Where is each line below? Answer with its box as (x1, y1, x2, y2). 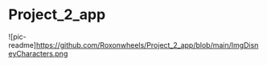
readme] (8, 40, 37, 49)
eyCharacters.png (8, 49, 68, 58)
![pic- (8, 32, 27, 41)
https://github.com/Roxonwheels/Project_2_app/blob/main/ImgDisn (35, 40, 259, 49)
